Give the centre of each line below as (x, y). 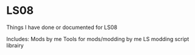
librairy (15, 45)
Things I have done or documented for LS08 (62, 27)
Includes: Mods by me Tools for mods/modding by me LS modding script (98, 39)
